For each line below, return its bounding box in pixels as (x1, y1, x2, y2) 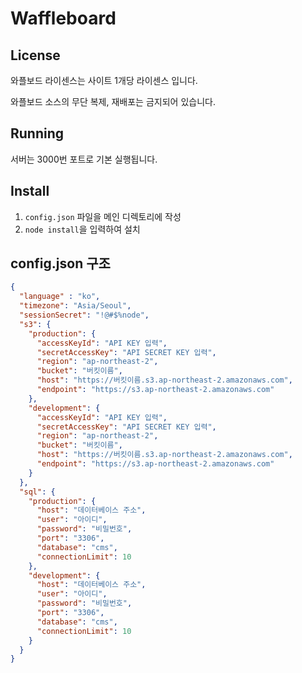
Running (10, 125, 65, 142)
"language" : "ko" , (19, 292, 101, 302)
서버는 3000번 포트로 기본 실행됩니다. (10, 153, 158, 165)
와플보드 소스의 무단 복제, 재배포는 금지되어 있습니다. (10, 96, 216, 107)
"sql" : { (19, 487, 56, 497)
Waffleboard (10, 7, 117, 30)
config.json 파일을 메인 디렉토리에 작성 (24, 210, 182, 222)
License (10, 47, 61, 64)
